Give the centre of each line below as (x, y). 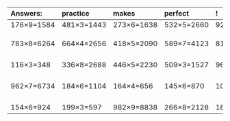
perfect (177, 13)
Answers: (26, 13)
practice (75, 13)
